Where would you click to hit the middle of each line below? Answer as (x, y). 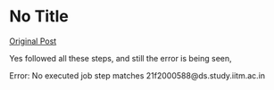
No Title (39, 16)
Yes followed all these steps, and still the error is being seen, (120, 58)
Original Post (33, 41)
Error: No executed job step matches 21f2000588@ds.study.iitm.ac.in (137, 75)
